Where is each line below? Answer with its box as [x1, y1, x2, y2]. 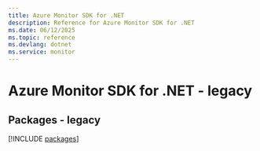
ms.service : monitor [8, 48, 76, 56]
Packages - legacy [8, 113, 101, 127]
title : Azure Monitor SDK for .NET [8, 11, 125, 20]
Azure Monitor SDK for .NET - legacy [8, 82, 253, 100]
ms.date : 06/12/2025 [8, 26, 76, 34]
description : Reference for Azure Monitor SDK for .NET [8, 19, 195, 27]
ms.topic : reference [8, 33, 76, 42]
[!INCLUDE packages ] [8, 134, 79, 143]
